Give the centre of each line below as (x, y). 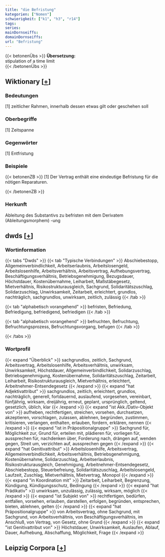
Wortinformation (25, 250)
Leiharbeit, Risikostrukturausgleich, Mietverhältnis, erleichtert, (68, 381)
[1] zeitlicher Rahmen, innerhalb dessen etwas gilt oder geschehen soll (77, 106)
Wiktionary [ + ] (28, 82)
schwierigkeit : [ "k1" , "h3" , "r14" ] (43, 19)
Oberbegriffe (21, 119)
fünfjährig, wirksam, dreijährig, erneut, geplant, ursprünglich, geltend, (76, 401)
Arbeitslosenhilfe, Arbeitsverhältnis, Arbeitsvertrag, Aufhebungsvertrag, (78, 271)
